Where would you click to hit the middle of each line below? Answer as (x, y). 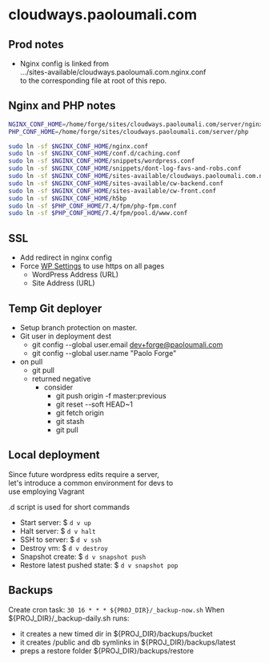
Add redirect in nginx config (66, 257)
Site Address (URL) (63, 283)
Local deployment (54, 455)
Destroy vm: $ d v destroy (64, 548)
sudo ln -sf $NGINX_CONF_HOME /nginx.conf (78, 146)
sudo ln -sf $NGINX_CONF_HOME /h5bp (68, 198)
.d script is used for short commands (69, 507)
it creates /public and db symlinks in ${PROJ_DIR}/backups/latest (128, 642)
